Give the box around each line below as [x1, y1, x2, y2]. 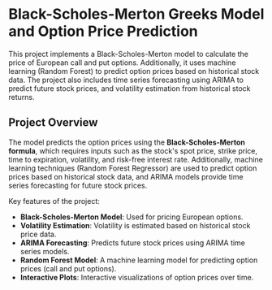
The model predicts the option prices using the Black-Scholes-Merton [8, 137, 245, 147]
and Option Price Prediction [8, 22, 199, 41]
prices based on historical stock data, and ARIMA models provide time [8, 171, 244, 181]
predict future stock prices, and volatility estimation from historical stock [8, 83, 251, 93]
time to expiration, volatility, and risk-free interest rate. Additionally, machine [8, 154, 264, 164]
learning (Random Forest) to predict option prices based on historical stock [8, 66, 260, 76]
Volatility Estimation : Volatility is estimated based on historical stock [19, 220, 251, 230]
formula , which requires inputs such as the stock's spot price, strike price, [8, 145, 258, 155]
